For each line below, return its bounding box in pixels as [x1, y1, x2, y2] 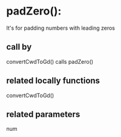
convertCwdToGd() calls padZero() [6, 58, 94, 65]
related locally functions [6, 76, 100, 86]
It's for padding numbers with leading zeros [6, 24, 115, 32]
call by [6, 42, 32, 52]
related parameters [6, 109, 80, 119]
